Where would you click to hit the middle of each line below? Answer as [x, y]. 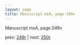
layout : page [18, 9]
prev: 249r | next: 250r [28, 37]
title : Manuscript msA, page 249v [40, 14]
